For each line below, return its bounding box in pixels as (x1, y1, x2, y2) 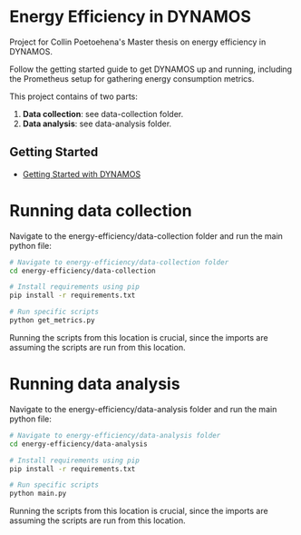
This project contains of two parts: (9, 91, 139, 102)
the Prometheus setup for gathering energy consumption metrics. (9, 73, 255, 84)
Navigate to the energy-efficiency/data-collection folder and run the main (9, 230, 284, 242)
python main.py (9, 489, 67, 499)
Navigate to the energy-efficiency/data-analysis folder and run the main (9, 403, 277, 414)
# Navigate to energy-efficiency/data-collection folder (9, 257, 229, 267)
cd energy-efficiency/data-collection (9, 266, 156, 275)
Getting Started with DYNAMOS (22, 168, 141, 179)
